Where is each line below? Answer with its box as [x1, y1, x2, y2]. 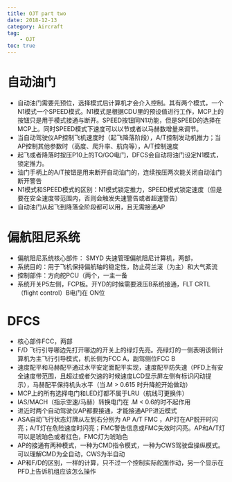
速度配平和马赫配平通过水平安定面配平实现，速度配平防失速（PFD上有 [17, 363, 218, 371]
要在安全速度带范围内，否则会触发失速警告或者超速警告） [17, 193, 181, 202]
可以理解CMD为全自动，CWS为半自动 [17, 449, 125, 458]
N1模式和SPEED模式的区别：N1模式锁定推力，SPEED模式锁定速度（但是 [17, 185, 222, 193]
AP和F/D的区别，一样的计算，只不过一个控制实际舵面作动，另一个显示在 [17, 458, 224, 467]
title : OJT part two [7, 10, 67, 17]
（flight [17, 289, 39, 297]
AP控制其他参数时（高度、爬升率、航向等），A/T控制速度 [17, 141, 179, 150]
